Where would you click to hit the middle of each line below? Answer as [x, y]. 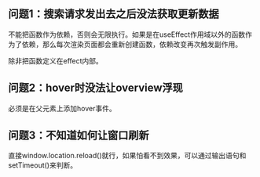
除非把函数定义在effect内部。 [56, 60]
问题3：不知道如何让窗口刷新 [79, 135]
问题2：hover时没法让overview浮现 [95, 88]
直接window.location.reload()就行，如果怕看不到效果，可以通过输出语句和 [127, 156]
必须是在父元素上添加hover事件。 [62, 108]
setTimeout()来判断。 [42, 165]
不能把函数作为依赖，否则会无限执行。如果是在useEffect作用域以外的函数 [127, 34]
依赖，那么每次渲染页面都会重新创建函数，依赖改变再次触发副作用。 [132, 44]
